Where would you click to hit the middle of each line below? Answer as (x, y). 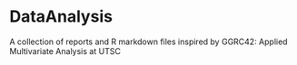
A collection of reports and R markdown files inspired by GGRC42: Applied (148, 42)
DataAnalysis (61, 17)
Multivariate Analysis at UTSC (65, 51)
